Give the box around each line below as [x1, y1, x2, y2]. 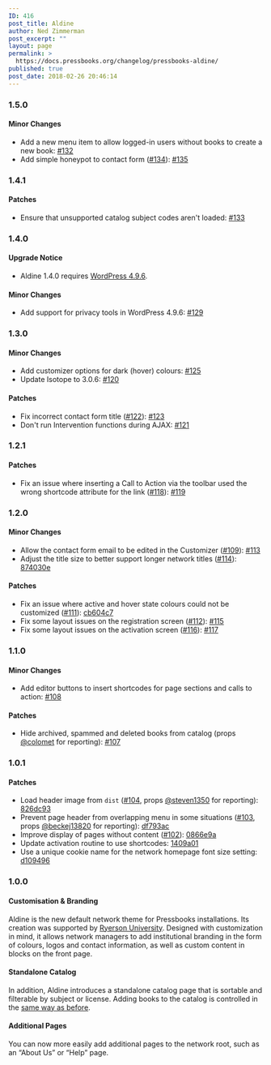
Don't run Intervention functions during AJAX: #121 [19, 419, 190, 430]
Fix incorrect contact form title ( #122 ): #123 [19, 411, 165, 421]
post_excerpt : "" [8, 34, 67, 43]
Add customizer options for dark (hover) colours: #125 [19, 366, 201, 376]
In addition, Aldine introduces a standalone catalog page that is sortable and [8, 985, 263, 994]
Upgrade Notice [8, 253, 63, 263]
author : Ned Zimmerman [8, 27, 85, 35]
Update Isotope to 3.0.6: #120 [19, 375, 120, 384]
